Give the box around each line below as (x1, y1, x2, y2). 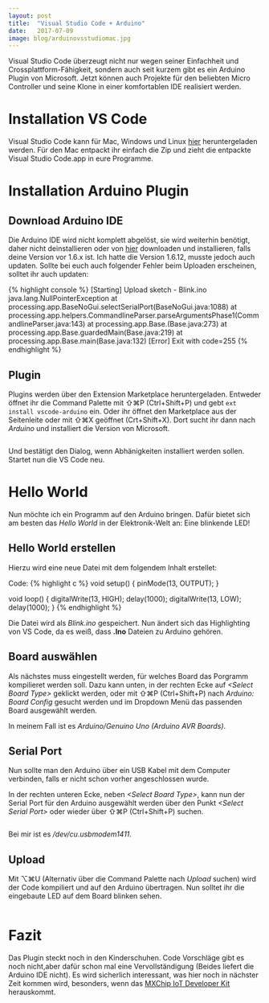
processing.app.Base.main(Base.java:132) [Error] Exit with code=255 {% (8, 336, 248, 346)
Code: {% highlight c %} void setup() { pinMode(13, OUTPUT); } (8, 578, 219, 588)
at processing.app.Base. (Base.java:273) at (87, 319, 227, 329)
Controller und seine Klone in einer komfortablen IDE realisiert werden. (8, 82, 242, 92)
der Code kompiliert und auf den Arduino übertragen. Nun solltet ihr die (8, 882, 245, 893)
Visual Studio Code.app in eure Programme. (8, 154, 154, 163)
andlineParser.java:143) (8, 319, 86, 329)
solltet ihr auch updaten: (8, 269, 89, 279)
